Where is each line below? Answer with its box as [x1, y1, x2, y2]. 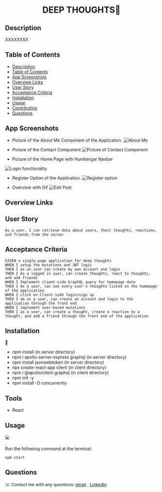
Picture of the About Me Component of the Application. [12, 137, 123, 143]
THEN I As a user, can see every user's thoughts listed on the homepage [5, 284, 158, 289]
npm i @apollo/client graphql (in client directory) [12, 370, 109, 376]
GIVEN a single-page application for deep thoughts [5, 258, 112, 263]
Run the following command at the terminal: [5, 446, 92, 452]
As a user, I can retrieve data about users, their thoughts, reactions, [5, 228, 158, 233]
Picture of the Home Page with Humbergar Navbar [12, 156, 113, 162]
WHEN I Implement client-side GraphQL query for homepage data [5, 279, 136, 284]
